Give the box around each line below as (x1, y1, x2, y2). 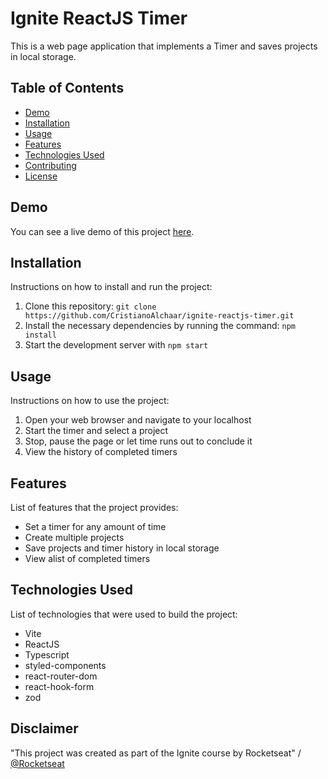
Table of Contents (10, 80, 125, 97)
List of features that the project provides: (10, 502, 179, 513)
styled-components (24, 659, 107, 671)
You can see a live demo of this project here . (10, 225, 195, 237)
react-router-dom (24, 670, 98, 682)
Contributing (24, 159, 77, 171)
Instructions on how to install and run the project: (10, 281, 213, 293)
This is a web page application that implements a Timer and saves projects (10, 40, 318, 52)
